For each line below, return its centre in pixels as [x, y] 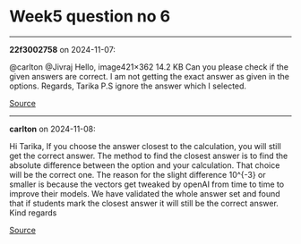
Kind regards [33, 213]
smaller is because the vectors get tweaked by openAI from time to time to [147, 184]
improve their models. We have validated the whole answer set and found [145, 193]
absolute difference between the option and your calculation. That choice [145, 165]
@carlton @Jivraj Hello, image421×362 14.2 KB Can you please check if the [149, 67]
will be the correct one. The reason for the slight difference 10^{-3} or [138, 174]
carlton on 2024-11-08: [52, 129]
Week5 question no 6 [90, 17]
